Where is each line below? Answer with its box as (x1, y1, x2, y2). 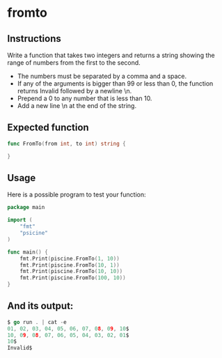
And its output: (7, 300, 74, 312)
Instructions (7, 33, 61, 45)
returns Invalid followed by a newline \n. (17, 87, 132, 95)
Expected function (7, 122, 89, 134)
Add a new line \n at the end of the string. (17, 102, 137, 109)
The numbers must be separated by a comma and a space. (17, 72, 187, 80)
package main (7, 204, 45, 211)
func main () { (7, 249, 49, 256)
